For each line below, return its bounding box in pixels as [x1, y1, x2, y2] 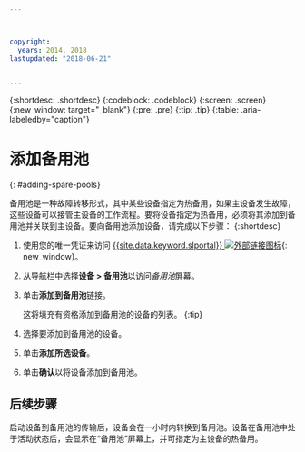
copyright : [9, 37, 51, 46]
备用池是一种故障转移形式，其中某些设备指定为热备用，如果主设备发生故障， [9, 198, 296, 209]
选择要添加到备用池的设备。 [22, 329, 127, 339]
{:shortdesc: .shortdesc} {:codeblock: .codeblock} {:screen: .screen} [9, 94, 267, 105]
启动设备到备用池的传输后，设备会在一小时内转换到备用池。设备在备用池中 [9, 422, 288, 433]
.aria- [240, 104, 261, 115]
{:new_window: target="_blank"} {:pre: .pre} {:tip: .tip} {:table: [9, 104, 239, 115]
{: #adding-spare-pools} [9, 179, 102, 191]
